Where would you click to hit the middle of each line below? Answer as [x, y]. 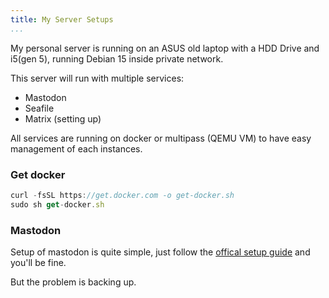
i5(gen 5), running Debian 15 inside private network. [117, 58]
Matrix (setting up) [63, 118]
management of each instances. [76, 148]
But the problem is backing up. [73, 282]
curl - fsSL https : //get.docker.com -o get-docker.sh [122, 195]
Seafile [39, 108]
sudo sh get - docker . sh [57, 204]
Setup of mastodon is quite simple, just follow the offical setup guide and [160, 252]
